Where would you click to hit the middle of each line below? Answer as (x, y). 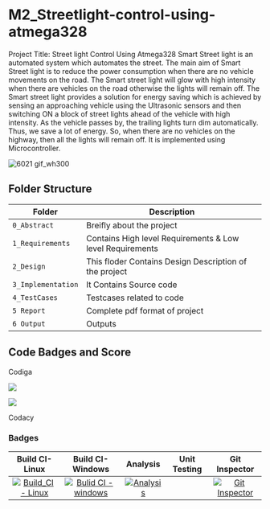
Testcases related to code (135, 298)
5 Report (29, 310)
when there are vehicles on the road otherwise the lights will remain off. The (134, 88)
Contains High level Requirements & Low (162, 238)
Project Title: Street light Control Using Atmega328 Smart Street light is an (131, 54)
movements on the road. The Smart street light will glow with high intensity (132, 80)
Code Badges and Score (70, 353)
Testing (187, 469)
